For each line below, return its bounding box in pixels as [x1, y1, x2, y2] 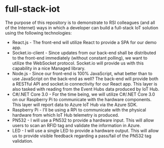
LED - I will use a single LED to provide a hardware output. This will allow [12, 127, 159, 133]
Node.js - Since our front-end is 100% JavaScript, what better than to [12, 70, 153, 76]
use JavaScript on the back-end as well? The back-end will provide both [12, 76, 159, 82]
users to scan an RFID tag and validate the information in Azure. [12, 122, 141, 128]
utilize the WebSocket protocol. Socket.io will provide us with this [12, 60, 144, 66]
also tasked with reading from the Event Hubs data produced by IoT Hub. [12, 86, 160, 92]
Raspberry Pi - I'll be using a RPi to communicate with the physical [12, 106, 146, 113]
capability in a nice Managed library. [12, 65, 86, 71]
